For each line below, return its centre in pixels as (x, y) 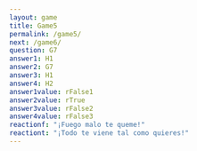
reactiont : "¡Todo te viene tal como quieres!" (99, 133)
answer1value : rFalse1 (51, 91)
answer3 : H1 (31, 75)
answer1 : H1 (31, 59)
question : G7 (33, 51)
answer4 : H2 (31, 83)
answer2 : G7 (31, 68)
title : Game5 (33, 26)
